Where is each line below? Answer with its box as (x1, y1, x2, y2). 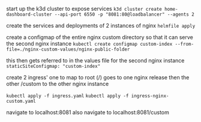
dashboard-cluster (6, 11, 52, 17)
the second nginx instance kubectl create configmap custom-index (6, 40, 173, 47)
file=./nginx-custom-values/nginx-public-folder (6, 46, 130, 52)
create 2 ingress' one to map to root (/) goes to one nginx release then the (6, 74, 190, 81)
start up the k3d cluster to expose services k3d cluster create (6, 5, 162, 12)
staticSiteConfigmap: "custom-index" (6, 63, 101, 69)
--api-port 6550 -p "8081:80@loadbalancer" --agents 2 (54, 11, 195, 17)
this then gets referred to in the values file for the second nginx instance (6, 57, 185, 64)
